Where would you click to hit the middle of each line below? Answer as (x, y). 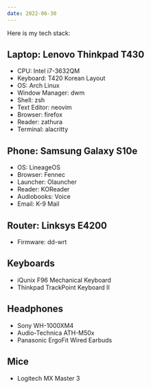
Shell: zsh (31, 100)
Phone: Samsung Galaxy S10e (72, 151)
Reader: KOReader (43, 189)
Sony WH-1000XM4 (45, 325)
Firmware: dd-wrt (42, 242)
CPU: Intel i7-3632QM (48, 71)
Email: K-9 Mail (38, 204)
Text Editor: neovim (44, 108)
